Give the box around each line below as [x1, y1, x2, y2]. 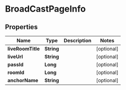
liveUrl [7, 54, 23, 60]
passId [7, 61, 24, 68]
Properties [5, 23, 38, 31]
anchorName [7, 77, 38, 84]
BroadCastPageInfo [5, 3, 86, 15]
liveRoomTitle [7, 45, 40, 52]
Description [64, 37, 91, 44]
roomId [7, 69, 24, 76]
